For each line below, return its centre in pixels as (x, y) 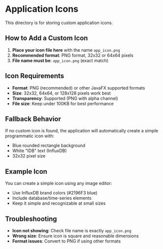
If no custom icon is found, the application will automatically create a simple (82, 131)
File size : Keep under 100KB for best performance (63, 103)
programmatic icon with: (30, 136)
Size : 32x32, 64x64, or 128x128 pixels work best (61, 93)
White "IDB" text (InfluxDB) (40, 151)
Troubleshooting (31, 219)
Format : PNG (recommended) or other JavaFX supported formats (79, 88)
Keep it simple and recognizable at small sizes (59, 203)
